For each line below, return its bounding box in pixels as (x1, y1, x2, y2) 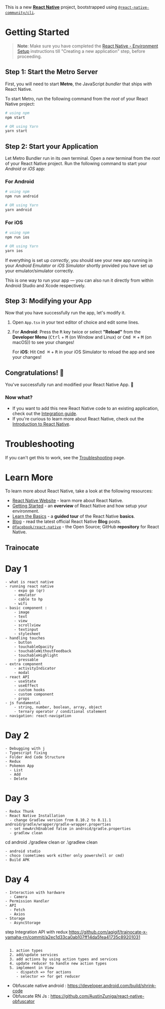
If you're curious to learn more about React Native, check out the (12, 415, 144, 421)
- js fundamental (5, 700, 41, 705)
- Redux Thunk (5, 809, 34, 814)
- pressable (14, 657, 38, 662)
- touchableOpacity (14, 644, 54, 649)
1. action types (9, 948, 43, 953)
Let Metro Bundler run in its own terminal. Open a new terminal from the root (5, 155, 160, 161)
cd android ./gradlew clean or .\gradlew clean (5, 839, 98, 845)
